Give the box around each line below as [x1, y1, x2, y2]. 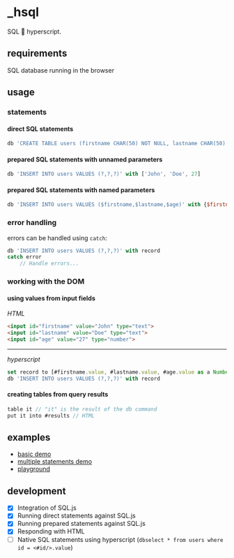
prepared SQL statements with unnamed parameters [7, 155, 163, 163]
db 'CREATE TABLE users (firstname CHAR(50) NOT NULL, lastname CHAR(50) [7, 140, 226, 147]
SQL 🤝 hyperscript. [7, 27, 61, 36]
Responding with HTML [17, 527, 85, 536]
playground [17, 465, 51, 473]
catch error [7, 254, 42, 260]
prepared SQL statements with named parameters [7, 186, 155, 194]
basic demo [17, 450, 52, 458]
